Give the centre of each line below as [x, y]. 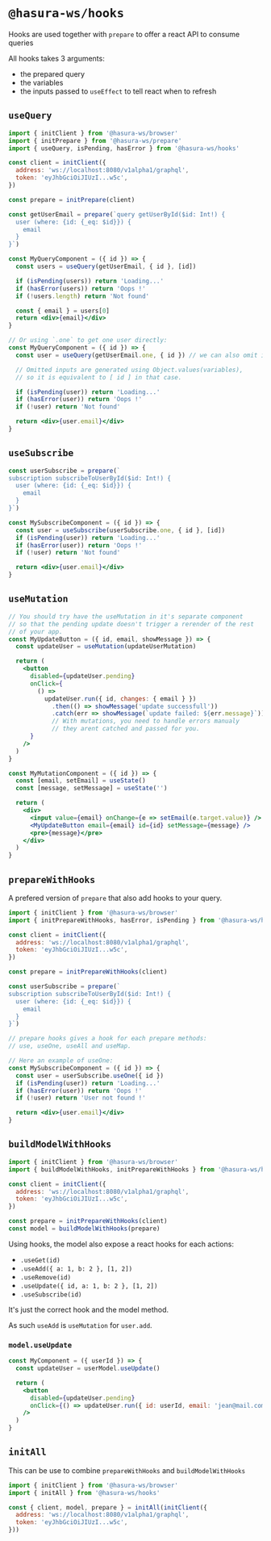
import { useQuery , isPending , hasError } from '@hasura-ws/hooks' [124, 148]
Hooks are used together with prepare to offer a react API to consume [124, 34]
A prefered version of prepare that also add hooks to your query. [115, 898]
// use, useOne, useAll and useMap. [70, 1046]
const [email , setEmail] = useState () [81, 781]
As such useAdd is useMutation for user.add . [80, 1325]
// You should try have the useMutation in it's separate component [126, 616]
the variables [42, 82]
